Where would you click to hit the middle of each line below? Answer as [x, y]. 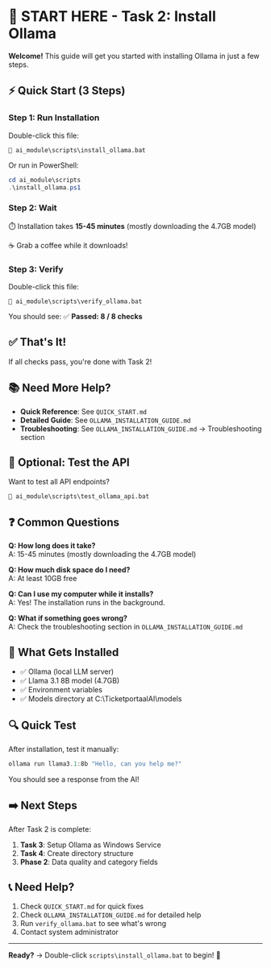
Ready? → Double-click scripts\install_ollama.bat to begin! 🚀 [115, 955]
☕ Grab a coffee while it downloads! [68, 245]
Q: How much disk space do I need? [69, 570]
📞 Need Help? [42, 887]
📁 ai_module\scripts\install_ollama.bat [77, 150]
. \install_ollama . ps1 [45, 187]
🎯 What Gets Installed [64, 652]
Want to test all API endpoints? [59, 482]
